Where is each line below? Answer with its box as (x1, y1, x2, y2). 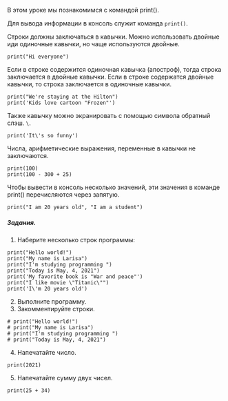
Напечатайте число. (17, 348, 77, 356)
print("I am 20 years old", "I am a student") (7, 204, 143, 211)
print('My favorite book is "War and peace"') (7, 273, 143, 280)
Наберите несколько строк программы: (17, 235, 136, 244)
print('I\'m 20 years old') (7, 285, 88, 292)
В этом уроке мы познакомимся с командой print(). (7, 6, 160, 14)
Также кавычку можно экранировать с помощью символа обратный (7, 112, 211, 119)
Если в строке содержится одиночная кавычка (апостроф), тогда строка (7, 66, 222, 73)
